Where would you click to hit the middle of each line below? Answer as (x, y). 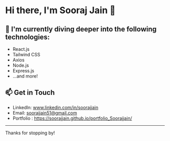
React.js (21, 49)
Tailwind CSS (26, 55)
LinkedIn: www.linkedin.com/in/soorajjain (55, 107)
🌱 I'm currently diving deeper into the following (81, 29)
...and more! (25, 76)
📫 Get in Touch (30, 93)
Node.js (21, 65)
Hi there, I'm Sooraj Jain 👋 (60, 10)
